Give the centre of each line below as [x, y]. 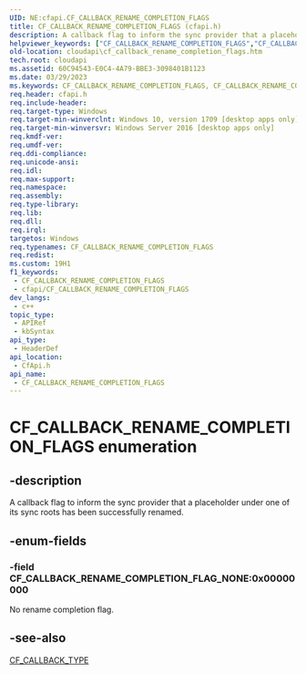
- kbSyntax [34, 332]
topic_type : [32, 315]
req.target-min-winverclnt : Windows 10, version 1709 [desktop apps [142, 119]
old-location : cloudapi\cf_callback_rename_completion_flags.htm [136, 52]
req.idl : [26, 171]
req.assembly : [36, 196]
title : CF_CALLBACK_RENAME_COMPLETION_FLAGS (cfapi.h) [116, 26]
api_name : [28, 374]
